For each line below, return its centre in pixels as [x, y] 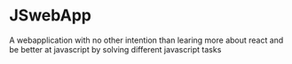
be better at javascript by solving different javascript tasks [115, 49]
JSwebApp [50, 16]
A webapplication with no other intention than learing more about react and [146, 40]
